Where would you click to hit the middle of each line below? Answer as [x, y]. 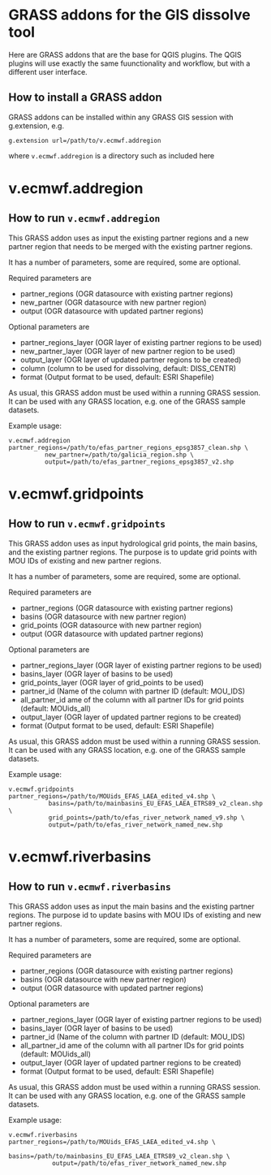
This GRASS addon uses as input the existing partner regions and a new [129, 238]
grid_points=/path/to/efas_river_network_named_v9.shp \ [146, 818]
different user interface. [48, 71]
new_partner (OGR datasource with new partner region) [113, 302]
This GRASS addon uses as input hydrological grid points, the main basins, [133, 543]
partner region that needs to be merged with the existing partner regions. [131, 246]
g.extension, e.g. [37, 125]
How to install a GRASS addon [85, 98]
